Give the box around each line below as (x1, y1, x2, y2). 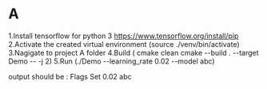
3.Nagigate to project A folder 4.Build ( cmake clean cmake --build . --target (8, 48, 259, 57)
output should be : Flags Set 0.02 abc (8, 72, 132, 81)
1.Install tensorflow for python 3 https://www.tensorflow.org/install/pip (8, 31, 239, 41)
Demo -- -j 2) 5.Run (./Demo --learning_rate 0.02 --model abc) (8, 56, 215, 66)
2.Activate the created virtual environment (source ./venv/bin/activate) (8, 39, 240, 48)
